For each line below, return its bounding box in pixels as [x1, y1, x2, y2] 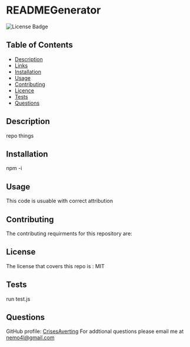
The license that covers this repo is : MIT [6, 262, 105, 269]
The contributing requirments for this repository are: [6, 230, 132, 237]
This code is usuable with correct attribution [6, 198, 114, 205]
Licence [14, 86, 34, 94]
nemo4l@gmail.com [6, 334, 55, 341]
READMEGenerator [6, 4, 101, 17]
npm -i [6, 165, 22, 172]
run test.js [6, 295, 31, 302]
